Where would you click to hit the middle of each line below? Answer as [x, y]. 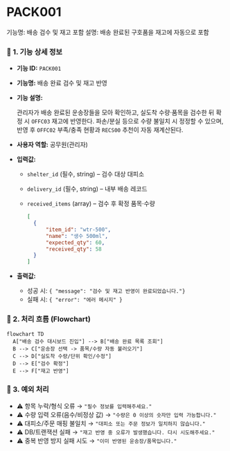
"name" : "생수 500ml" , [77, 236]
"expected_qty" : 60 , [75, 242]
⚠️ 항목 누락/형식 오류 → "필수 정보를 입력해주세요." [84, 406]
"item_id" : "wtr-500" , [78, 230]
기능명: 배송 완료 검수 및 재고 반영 [62, 83]
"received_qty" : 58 [73, 249]
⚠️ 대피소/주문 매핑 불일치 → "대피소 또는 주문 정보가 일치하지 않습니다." [111, 423]
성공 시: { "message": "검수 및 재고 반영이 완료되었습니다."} [106, 291]
